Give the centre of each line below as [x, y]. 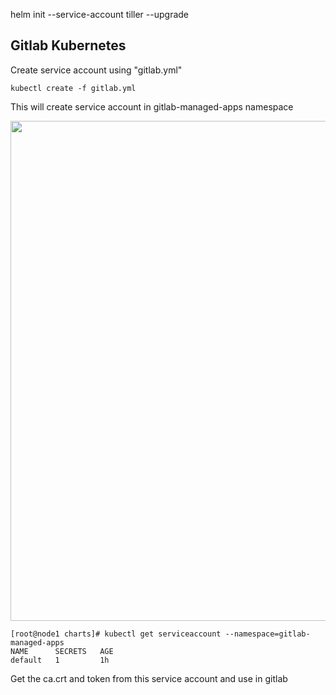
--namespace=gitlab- [267, 634]
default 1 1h [60, 660]
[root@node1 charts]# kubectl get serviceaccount [116, 634]
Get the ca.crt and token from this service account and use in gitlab [149, 678]
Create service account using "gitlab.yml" [96, 70]
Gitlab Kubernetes [68, 45]
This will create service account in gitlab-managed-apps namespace [152, 106]
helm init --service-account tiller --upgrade [100, 14]
